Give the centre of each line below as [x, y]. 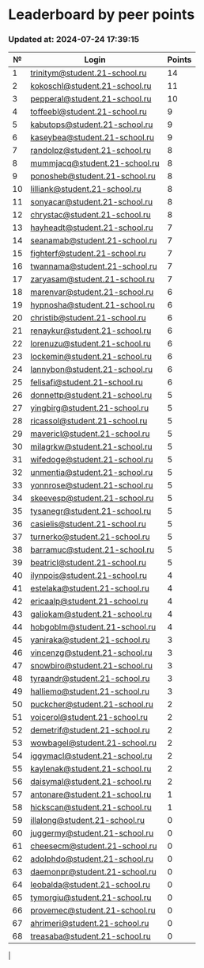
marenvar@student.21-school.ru [92, 293]
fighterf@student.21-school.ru [88, 254]
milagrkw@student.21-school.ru [91, 447]
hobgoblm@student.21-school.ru [93, 627]
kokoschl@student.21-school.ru [91, 86]
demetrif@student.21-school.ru [90, 730]
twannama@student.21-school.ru [94, 266]
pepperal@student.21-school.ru [91, 99]
